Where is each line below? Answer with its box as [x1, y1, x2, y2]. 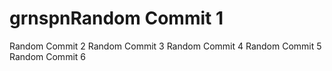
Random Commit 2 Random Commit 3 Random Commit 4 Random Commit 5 [9, 40, 322, 52]
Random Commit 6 [9, 50, 86, 62]
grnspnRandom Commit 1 [9, 7, 224, 30]
